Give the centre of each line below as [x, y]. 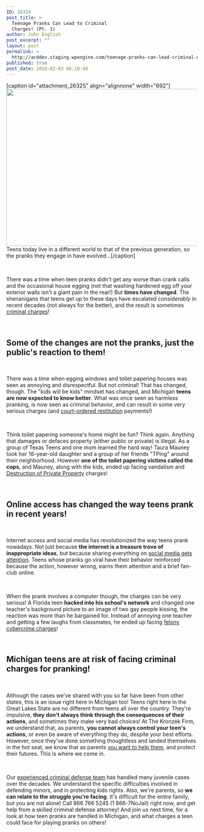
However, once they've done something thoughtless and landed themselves [101, 741]
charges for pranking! [48, 669]
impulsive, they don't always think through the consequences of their [95, 715]
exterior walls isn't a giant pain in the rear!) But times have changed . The [98, 292]
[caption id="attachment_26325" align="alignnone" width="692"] [88, 86]
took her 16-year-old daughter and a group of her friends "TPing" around [98, 454]
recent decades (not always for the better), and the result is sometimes [95, 306]
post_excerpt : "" [28, 40]
